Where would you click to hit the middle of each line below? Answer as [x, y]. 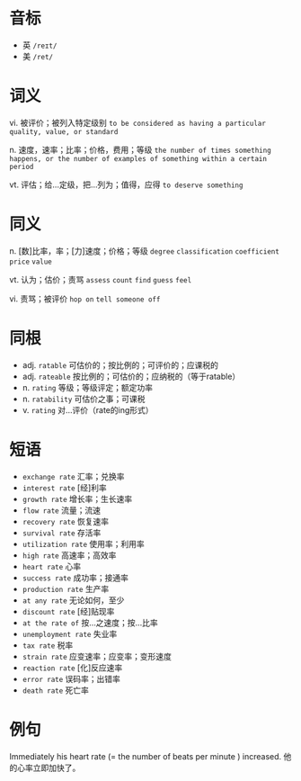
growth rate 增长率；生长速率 [77, 498]
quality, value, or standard [64, 131]
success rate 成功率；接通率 [75, 578]
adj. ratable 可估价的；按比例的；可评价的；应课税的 [120, 364]
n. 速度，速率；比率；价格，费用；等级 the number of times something [140, 149]
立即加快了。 [57, 768]
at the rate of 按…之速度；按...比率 [90, 623]
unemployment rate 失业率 [70, 633]
